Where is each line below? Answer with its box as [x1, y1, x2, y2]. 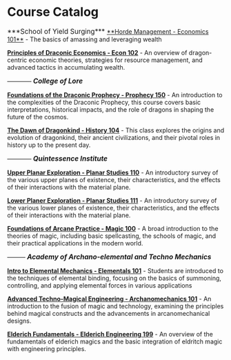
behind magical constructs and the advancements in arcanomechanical [7, 309, 210, 317]
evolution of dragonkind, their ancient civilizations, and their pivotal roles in [7, 133, 221, 141]
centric [7, 56, 28, 64]
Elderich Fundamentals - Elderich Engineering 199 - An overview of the [7, 330, 214, 338]
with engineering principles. [7, 344, 86, 352]
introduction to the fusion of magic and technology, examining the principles [7, 301, 224, 310]
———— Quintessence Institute [7, 154, 108, 163]
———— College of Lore [7, 77, 83, 86]
